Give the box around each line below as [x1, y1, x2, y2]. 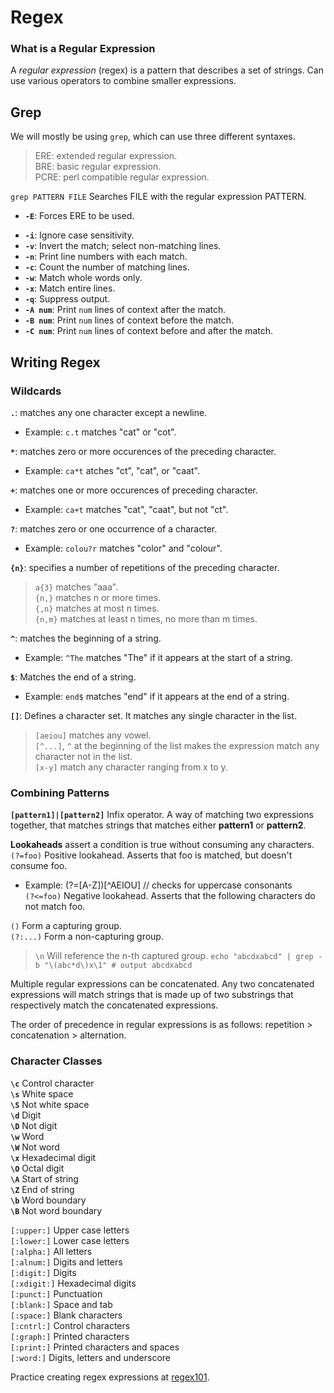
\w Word [10, 1130, 45, 1142]
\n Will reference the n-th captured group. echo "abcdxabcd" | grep [34, 950, 314, 962]
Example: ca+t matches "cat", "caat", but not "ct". [24, 503, 229, 515]
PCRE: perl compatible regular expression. [34, 171, 210, 183]
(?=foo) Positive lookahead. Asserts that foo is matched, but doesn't [10, 849, 293, 861]
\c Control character [10, 1077, 95, 1089]
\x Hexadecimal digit [10, 1151, 97, 1163]
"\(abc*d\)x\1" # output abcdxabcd [44, 961, 193, 971]
